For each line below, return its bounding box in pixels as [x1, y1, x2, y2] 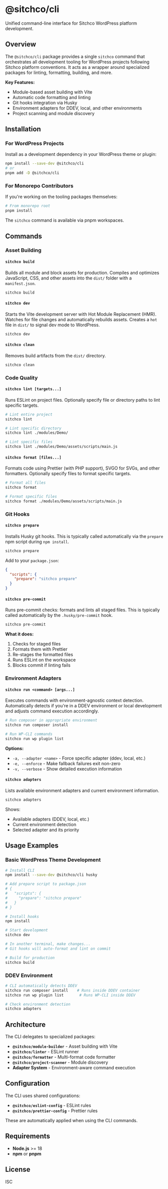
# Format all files [5, 480, 46, 486]
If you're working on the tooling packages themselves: [5, 194, 118, 200]
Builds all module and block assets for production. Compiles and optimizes [5, 269, 159, 276]
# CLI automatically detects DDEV [5, 983, 78, 988]
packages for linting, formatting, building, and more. [5, 69, 113, 75]
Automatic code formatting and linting [12, 94, 91, 100]
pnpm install [5, 208, 33, 213]
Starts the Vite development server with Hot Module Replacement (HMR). [5, 311, 156, 317]
